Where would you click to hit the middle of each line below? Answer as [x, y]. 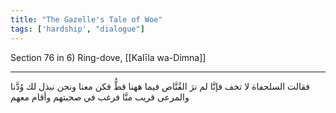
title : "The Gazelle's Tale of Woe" [86, 19]
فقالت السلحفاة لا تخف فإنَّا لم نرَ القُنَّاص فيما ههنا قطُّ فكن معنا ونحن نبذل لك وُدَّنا [160, 86]
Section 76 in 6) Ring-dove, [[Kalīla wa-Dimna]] [108, 57]
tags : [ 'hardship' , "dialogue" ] [77, 29]
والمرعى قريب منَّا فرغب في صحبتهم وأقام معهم [100, 97]
